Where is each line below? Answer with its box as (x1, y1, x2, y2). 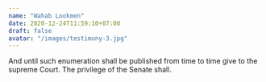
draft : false (8, 27, 52, 35)
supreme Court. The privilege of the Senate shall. (8, 65, 172, 75)
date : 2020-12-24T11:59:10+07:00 (8, 19, 121, 27)
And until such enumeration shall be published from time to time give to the (8, 56, 258, 66)
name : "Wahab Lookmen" (8, 11, 85, 20)
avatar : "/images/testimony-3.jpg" (8, 34, 128, 43)
